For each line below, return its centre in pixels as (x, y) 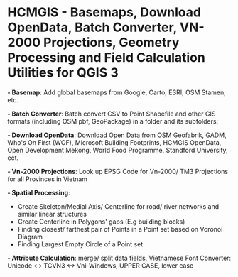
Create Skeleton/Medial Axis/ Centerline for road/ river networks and (118, 206)
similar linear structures (52, 214)
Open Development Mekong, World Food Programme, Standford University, (118, 150)
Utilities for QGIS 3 (63, 73)
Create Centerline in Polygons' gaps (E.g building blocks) (101, 222)
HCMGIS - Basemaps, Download (104, 12)
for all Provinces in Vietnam (47, 179)
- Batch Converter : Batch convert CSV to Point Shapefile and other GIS (112, 114)
